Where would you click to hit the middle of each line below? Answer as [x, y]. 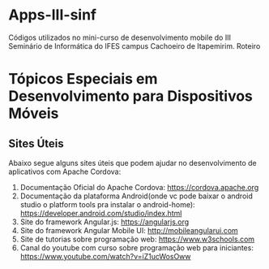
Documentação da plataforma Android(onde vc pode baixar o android [136, 196]
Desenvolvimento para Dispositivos [131, 96]
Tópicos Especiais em [83, 79]
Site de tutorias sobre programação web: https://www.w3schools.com [137, 239]
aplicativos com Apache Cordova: [65, 171]
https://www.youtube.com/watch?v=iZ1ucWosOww [106, 256]
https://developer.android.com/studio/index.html [101, 213]
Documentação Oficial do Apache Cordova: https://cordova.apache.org [139, 187]
